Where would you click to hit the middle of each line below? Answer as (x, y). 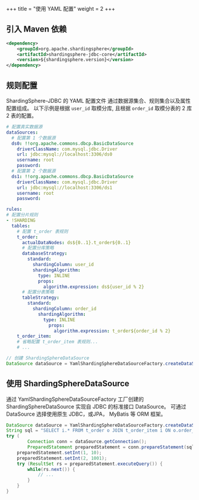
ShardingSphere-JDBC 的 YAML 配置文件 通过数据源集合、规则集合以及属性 (98, 101)
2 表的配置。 (22, 115)
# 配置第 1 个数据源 (34, 138)
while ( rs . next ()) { (52, 469)
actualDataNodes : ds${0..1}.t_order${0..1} (76, 242)
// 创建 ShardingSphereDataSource (48, 358)
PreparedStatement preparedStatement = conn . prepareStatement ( (107, 447)
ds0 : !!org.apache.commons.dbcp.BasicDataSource (73, 143)
